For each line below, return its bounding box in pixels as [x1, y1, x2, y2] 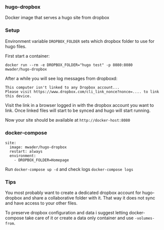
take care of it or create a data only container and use [25, 215, 134, 221]
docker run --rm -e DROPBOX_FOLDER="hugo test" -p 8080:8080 [5, 63, 133, 67]
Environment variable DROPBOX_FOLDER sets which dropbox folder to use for [5, 38, 155, 44]
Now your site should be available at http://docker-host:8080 [5, 117, 130, 123]
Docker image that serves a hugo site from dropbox [5, 15, 109, 21]
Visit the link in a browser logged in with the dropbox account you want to [5, 102, 154, 108]
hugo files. [5, 43, 27, 49]
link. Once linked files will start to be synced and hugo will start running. [5, 107, 151, 113]
